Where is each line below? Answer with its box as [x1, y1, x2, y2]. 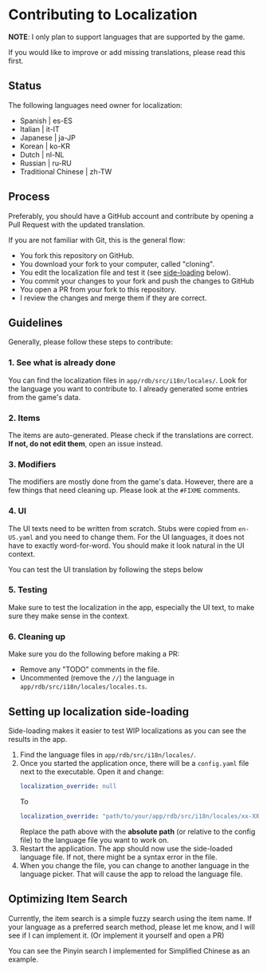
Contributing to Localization [8, 6, 198, 24]
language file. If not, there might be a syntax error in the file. [19, 852, 218, 862]
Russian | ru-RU [19, 158, 72, 168]
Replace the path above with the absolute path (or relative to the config [19, 827, 256, 836]
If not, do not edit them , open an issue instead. [8, 438, 163, 448]
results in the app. [8, 734, 68, 744]
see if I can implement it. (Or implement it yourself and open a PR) [8, 930, 225, 940]
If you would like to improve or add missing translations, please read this [8, 47, 245, 57]
